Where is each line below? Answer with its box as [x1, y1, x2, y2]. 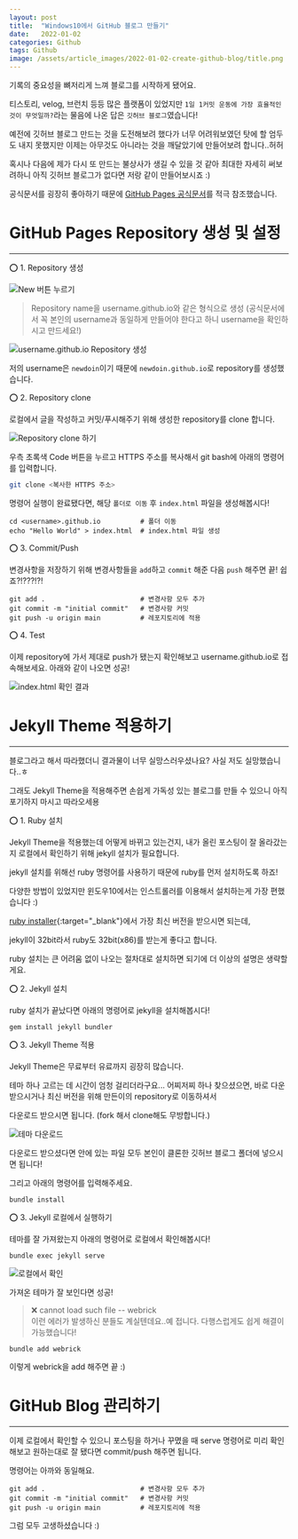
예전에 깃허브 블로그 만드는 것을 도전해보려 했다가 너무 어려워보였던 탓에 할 [9, 129, 268, 139]
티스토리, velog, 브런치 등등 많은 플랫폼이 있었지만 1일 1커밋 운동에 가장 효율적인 [9, 99, 282, 109]
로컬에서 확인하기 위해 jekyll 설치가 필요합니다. [18, 847, 180, 858]
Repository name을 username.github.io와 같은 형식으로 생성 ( [30, 303, 250, 313]
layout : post [9, 12, 58, 22]
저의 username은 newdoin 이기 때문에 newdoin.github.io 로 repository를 [9, 362, 262, 373]
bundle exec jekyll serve [9, 1251, 105, 1260]
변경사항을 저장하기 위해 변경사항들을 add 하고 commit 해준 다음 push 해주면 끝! [9, 564, 278, 575]
